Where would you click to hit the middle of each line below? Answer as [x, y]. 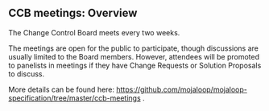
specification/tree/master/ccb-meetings [74, 98]
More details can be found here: [62, 89]
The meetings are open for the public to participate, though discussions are [134, 48]
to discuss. [27, 74]
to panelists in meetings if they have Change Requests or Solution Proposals [135, 65]
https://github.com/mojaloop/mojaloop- [182, 89]
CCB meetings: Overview [73, 13]
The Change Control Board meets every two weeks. [94, 32]
